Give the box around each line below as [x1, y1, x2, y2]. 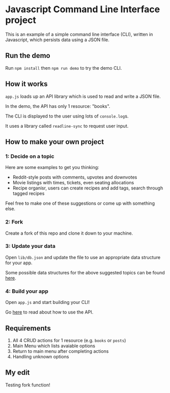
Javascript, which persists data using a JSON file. [5, 37, 109, 43]
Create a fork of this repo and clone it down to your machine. [5, 230, 133, 236]
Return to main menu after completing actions [12, 348, 109, 354]
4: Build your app [5, 288, 48, 295]
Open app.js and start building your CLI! [5, 299, 90, 305]
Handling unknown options [12, 353, 69, 359]
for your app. [5, 260, 33, 266]
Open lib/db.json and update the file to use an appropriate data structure [5, 254, 161, 260]
